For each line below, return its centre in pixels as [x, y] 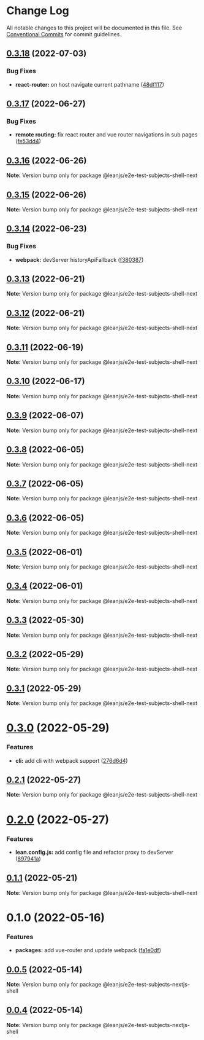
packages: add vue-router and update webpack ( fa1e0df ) [88, 950]
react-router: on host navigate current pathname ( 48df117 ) [89, 84]
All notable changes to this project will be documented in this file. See [94, 28]
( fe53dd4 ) [28, 141]
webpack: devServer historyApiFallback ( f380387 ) [79, 259]
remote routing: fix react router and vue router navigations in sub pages [106, 135]
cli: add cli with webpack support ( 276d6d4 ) [71, 760]
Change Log [38, 11]
